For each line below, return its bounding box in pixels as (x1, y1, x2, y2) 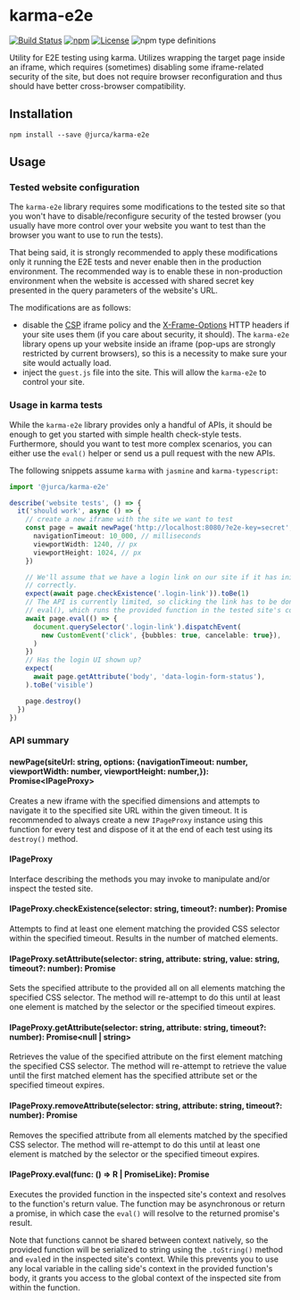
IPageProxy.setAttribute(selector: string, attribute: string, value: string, (9, 953, 280, 964)
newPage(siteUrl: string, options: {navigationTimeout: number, (9, 756, 248, 767)
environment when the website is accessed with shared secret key (9, 276, 254, 287)
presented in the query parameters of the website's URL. (9, 285, 219, 296)
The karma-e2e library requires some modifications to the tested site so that (9, 202, 286, 212)
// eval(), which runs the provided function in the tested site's (25, 606, 281, 615)
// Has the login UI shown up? (25, 655, 142, 665)
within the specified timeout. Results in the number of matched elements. (9, 933, 279, 944)
